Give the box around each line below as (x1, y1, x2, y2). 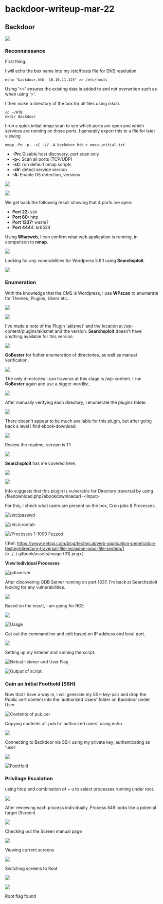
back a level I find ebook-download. (5, 423, 77, 429)
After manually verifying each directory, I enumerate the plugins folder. (5, 399, 147, 405)
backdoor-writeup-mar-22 (5, 3, 115, 15)
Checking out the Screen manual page (5, 829, 82, 834)
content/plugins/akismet (5, 328, 54, 334)
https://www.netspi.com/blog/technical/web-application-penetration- (17, 540, 157, 546)
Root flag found (5, 893, 36, 899)
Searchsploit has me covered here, (5, 460, 76, 466)
